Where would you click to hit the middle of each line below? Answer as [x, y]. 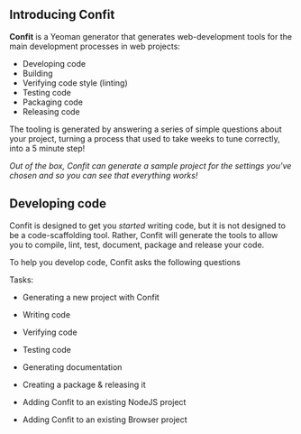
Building [37, 73]
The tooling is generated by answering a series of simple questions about [146, 129]
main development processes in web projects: [95, 46]
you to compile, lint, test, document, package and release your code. [137, 245]
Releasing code [51, 111]
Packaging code [53, 102]
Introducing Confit [62, 15]
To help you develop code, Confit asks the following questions [125, 262]
